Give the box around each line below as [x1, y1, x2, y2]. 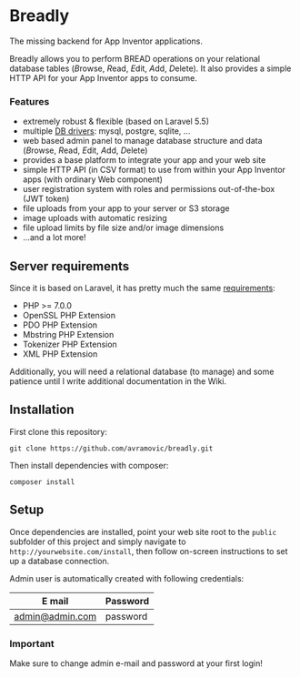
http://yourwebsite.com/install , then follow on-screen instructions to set [9, 545, 288, 556]
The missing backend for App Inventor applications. [9, 35, 203, 46]
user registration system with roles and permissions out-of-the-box [22, 184, 275, 195]
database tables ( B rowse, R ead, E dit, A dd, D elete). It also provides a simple [9, 63, 292, 74]
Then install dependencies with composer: [9, 460, 169, 471]
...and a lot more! [22, 232, 86, 243]
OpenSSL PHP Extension [22, 310, 116, 321]
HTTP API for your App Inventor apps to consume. [9, 72, 198, 83]
